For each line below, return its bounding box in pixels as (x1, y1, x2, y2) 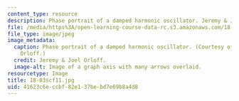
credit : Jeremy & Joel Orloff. (14, 57, 107, 64)
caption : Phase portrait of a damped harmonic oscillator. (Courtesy (14, 43, 224, 51)
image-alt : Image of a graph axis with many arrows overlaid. (14, 63, 202, 70)
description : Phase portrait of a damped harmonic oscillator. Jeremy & (7, 17, 228, 24)
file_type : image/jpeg (7, 30, 75, 38)
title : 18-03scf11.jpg (7, 76, 75, 84)
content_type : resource (7, 10, 78, 18)
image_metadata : (7, 37, 55, 44)
